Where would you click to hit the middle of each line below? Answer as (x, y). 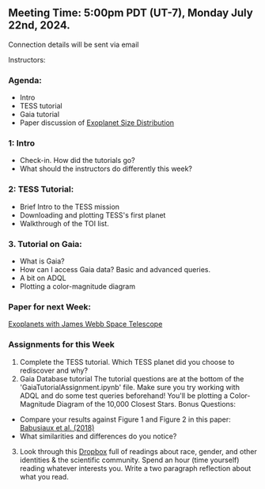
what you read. (44, 476)
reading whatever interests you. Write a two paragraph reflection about (135, 468)
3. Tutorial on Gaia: (45, 244)
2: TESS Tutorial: (41, 189)
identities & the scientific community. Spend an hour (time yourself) (129, 460)
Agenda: (25, 80)
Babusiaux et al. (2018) (57, 427)
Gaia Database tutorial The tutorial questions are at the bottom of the (132, 378)
